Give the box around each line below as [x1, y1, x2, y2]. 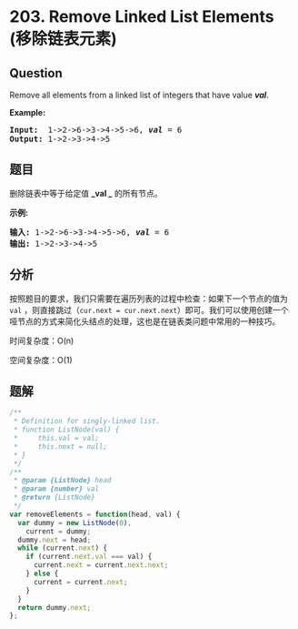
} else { [25, 569, 59, 579]
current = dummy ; [25, 526, 92, 536]
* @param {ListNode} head [13, 476, 112, 485]
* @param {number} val [13, 484, 100, 493]
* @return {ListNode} [13, 493, 95, 502]
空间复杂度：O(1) [9, 354, 73, 365]
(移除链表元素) [9, 29, 118, 49]
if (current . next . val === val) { [25, 553, 153, 562]
